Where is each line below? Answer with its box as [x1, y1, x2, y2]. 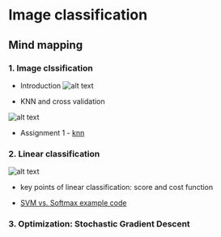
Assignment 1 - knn [19, 127, 85, 137]
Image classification [8, 6, 148, 24]
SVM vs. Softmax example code [19, 198, 127, 208]
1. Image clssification [8, 62, 93, 74]
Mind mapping [8, 38, 83, 52]
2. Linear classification [8, 148, 100, 159]
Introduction [19, 80, 62, 90]
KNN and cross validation [19, 96, 105, 106]
